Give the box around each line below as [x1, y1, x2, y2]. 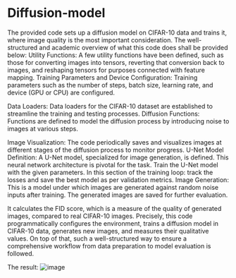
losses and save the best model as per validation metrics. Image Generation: [7, 175, 229, 184]
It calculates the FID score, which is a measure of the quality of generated [7, 204, 222, 212]
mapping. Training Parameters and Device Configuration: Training [7, 73, 198, 82]
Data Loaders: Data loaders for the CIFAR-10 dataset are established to [7, 102, 213, 110]
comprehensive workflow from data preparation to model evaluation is [7, 241, 211, 250]
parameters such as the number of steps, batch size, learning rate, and [7, 80, 213, 89]
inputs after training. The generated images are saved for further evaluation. [7, 191, 228, 199]
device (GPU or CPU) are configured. [7, 88, 115, 97]
